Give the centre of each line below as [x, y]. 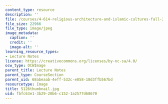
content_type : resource [30, 10]
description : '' [22, 14]
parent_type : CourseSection [34, 75]
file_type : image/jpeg [29, 28]
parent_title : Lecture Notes [35, 70]
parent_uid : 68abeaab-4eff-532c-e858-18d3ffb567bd [59, 79]
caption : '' [22, 38]
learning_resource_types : [32, 51]
